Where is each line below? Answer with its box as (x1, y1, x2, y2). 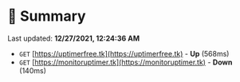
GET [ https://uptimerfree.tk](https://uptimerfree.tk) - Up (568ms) (18, 49, 230, 58)
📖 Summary (7, 7, 86, 25)
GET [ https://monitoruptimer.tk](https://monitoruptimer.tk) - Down (18, 57, 233, 67)
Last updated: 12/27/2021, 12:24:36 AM (7, 33, 140, 43)
